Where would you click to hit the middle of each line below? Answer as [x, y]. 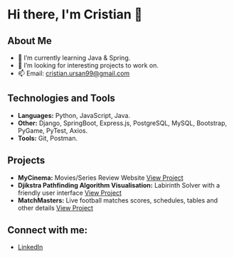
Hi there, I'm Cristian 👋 [75, 15]
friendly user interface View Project [70, 193]
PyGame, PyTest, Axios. [53, 130]
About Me [30, 41]
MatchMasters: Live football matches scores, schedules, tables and [118, 200]
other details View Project [55, 208]
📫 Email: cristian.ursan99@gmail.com [74, 73]
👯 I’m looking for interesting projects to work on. [88, 65]
